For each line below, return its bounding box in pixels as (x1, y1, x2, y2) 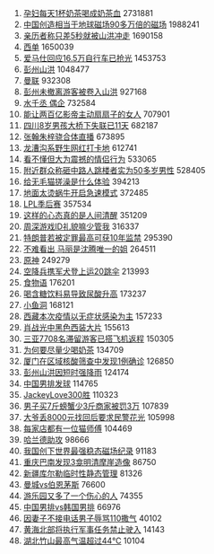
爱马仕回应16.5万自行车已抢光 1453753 (22, 53, 167, 63)
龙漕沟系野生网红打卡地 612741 (22, 143, 138, 153)
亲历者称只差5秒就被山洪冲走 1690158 (22, 31, 164, 40)
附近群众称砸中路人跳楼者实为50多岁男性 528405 (22, 165, 206, 175)
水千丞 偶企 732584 (22, 98, 97, 108)
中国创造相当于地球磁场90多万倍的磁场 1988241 (22, 19, 200, 30)
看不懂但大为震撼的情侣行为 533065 (22, 154, 158, 164)
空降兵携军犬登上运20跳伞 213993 (22, 266, 150, 277)
